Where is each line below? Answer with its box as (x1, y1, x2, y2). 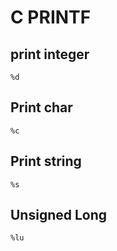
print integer (10, 46, 90, 63)
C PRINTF (10, 6, 92, 29)
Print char (10, 99, 73, 116)
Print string (10, 153, 82, 170)
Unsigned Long (10, 207, 108, 224)
